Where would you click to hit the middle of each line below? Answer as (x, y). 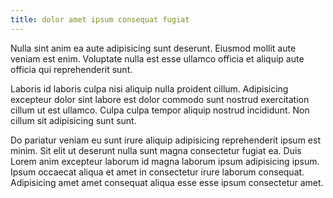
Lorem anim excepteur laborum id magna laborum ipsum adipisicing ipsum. (165, 161)
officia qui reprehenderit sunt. (71, 69)
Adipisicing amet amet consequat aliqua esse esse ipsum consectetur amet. (167, 182)
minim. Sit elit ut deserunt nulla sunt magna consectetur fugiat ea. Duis (156, 150)
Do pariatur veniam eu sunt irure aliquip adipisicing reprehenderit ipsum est (165, 140)
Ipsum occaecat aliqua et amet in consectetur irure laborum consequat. (157, 172)
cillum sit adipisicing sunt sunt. (73, 120)
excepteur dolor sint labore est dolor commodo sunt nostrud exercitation (160, 99)
